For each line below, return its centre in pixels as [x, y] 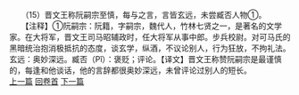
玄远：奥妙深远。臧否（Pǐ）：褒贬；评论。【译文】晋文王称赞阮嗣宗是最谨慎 [146, 59]
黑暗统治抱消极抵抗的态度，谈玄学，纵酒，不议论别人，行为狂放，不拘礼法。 [150, 48]
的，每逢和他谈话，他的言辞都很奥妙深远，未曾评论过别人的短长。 [130, 70]
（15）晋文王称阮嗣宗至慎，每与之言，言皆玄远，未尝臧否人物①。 [145, 15]
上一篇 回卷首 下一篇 [47, 81]
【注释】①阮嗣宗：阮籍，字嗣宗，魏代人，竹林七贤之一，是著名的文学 [154, 26]
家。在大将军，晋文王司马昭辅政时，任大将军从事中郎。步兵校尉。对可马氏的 [150, 37]
